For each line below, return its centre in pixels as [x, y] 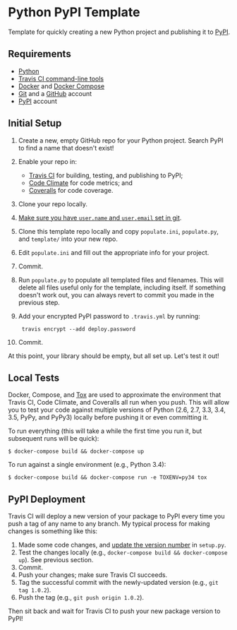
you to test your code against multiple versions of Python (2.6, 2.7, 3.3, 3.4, [117, 410]
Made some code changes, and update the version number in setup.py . [122, 545]
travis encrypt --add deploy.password [79, 329]
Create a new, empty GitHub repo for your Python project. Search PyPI [121, 140]
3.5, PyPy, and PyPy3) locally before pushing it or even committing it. [108, 417]
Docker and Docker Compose [61, 86]
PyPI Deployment [47, 499]
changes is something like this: [53, 531]
